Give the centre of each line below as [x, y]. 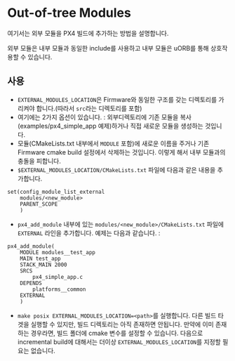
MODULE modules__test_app [58, 252]
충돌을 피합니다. [39, 161]
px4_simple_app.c [58, 277]
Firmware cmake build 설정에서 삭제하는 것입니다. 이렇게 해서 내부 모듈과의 [121, 152]
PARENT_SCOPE [39, 204]
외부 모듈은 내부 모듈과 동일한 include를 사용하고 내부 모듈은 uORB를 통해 [108, 48]
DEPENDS [31, 283]
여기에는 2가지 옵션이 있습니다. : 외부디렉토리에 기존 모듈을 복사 [104, 117]
